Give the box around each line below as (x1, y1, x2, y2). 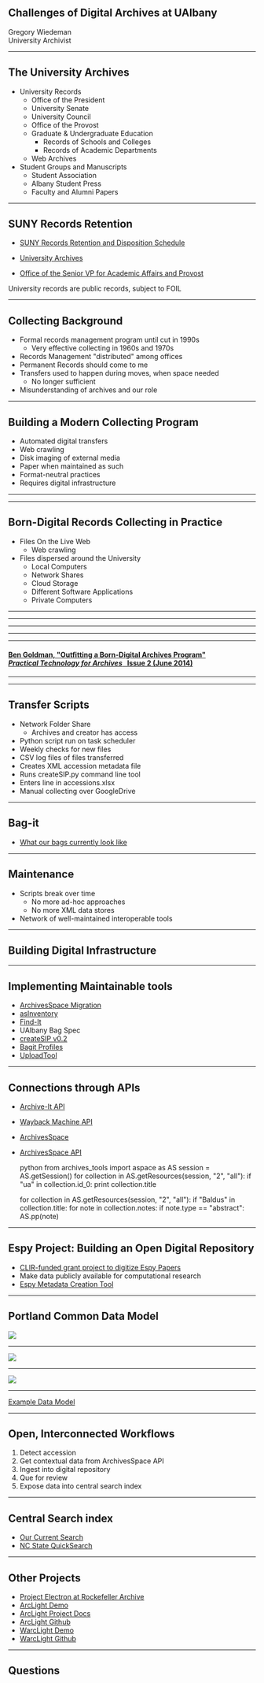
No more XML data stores (31, 905, 115, 914)
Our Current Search (19, 1533, 84, 1542)
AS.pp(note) (19, 1211, 59, 1221)
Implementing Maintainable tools (8, 980, 173, 993)
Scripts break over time (19, 888, 96, 898)
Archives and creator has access (31, 728, 138, 737)
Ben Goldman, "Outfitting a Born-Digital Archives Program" (8, 650, 206, 660)
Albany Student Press (31, 179, 102, 188)
